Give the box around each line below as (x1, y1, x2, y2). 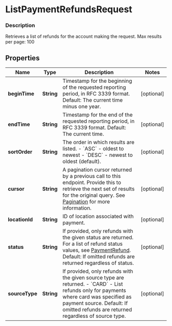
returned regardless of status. (62, 260, 134, 267)
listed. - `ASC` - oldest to (62, 145, 124, 152)
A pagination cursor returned (62, 166, 132, 173)
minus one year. (62, 103, 101, 110)
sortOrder (8, 148, 33, 155)
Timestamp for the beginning (62, 78, 132, 85)
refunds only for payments (62, 287, 126, 294)
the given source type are (62, 274, 124, 282)
